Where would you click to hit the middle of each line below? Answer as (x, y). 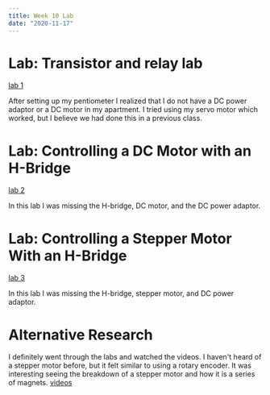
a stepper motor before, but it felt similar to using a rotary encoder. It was (130, 366)
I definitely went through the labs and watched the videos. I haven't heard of (135, 357)
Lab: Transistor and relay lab (106, 63)
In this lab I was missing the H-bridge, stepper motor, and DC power (121, 293)
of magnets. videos (40, 383)
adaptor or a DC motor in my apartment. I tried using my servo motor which (133, 110)
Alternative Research (81, 335)
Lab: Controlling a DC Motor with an (130, 151)
